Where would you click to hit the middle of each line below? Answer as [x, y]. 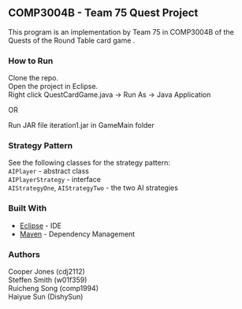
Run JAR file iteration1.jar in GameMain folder [82, 125]
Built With [28, 208]
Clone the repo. [34, 78]
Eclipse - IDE [40, 225]
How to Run [31, 61]
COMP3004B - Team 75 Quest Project [103, 13]
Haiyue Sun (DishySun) [46, 296]
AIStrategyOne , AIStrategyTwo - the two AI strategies [93, 188]
